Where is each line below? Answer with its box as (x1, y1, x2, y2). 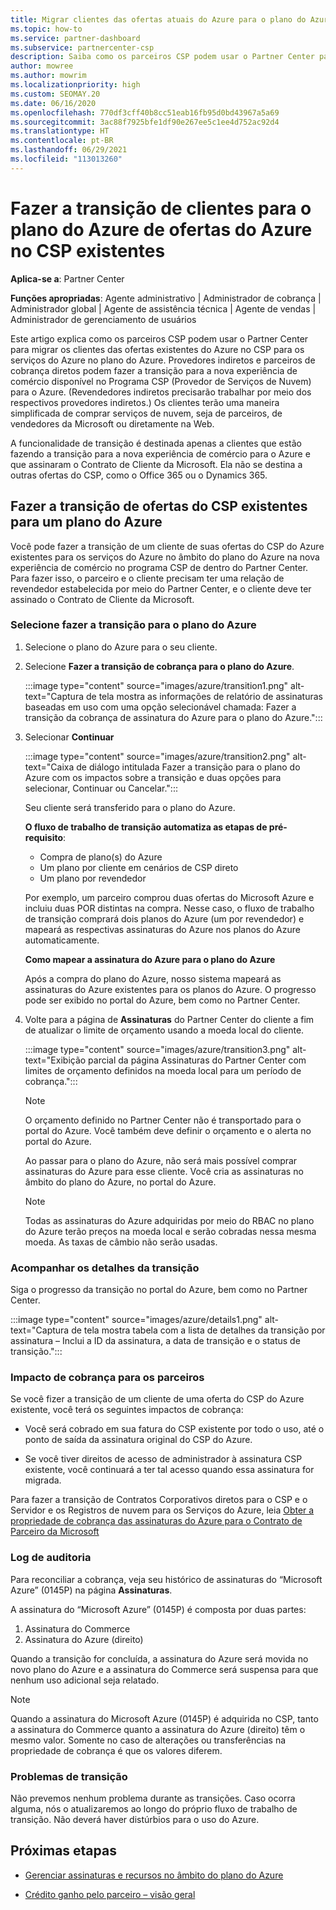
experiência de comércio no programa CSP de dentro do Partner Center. (10, 561, 309, 573)
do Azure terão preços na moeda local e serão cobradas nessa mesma (24, 1225, 317, 1237)
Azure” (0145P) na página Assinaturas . (10, 1584, 173, 1596)
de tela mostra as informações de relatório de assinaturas (85, 690, 323, 702)
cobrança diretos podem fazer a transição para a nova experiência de (10, 364, 298, 376)
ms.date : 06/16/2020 (10, 98, 97, 108)
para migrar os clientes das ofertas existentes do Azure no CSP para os (10, 343, 305, 355)
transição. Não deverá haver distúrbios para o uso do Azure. (10, 1813, 260, 1825)
